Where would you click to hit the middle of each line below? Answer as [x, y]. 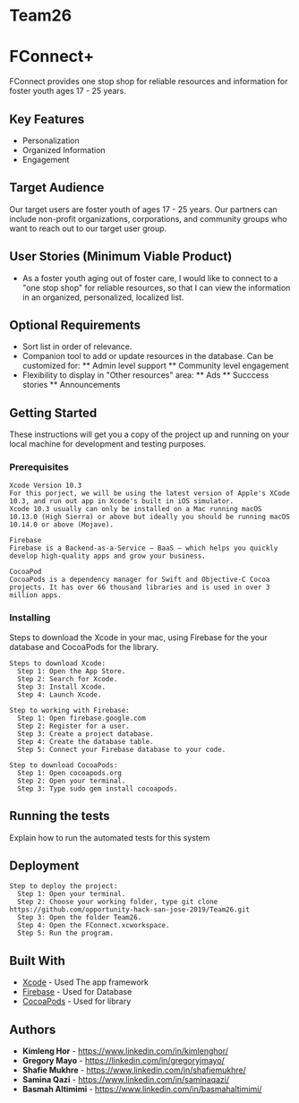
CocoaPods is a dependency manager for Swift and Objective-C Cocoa [140, 580]
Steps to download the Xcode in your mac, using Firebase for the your [138, 637]
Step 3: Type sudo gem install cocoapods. [98, 789]
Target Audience [57, 188]
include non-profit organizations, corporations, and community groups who [149, 218]
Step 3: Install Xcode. [61, 687]
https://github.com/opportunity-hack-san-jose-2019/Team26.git [130, 910]
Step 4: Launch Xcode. [60, 695]
